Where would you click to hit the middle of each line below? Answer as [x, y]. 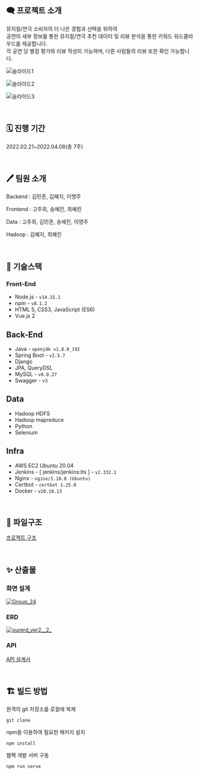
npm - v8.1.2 [31, 303]
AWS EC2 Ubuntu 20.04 [44, 465]
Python [23, 426]
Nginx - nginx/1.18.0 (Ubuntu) [53, 478]
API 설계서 [18, 659]
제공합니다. [35, 43]
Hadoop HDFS [32, 413]
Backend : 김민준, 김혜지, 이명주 [44, 197]
